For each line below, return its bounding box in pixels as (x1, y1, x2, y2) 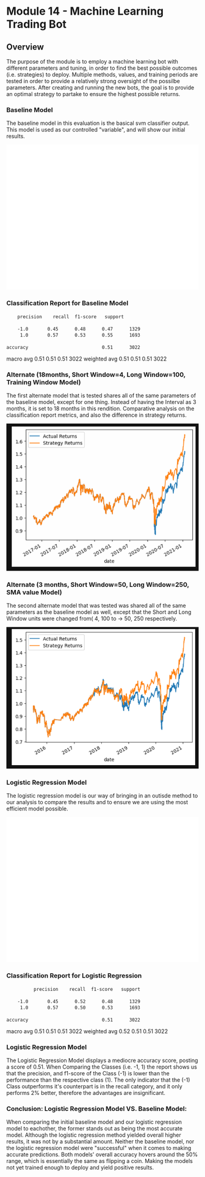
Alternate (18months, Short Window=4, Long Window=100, (6, 370, 186, 379)
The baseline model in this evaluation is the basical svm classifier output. (6, 119, 190, 127)
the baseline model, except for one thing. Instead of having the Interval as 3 (6, 398, 196, 405)
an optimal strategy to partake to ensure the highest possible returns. (6, 91, 181, 97)
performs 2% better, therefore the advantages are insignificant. (6, 1089, 166, 1097)
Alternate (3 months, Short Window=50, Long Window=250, (6, 580, 189, 589)
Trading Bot (6, 17, 67, 31)
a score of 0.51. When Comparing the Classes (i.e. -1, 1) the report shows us (6, 1063, 197, 1071)
